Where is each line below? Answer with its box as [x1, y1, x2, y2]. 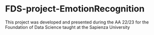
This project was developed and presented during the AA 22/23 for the [5, 19, 149, 25]
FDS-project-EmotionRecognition [5, 3, 145, 14]
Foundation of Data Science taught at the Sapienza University [5, 24, 130, 30]
